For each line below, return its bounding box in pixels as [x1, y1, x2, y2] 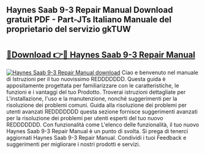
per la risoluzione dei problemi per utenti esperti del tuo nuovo [6, 115, 163, 121]
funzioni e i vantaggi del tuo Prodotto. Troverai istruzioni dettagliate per [6, 88, 186, 96]
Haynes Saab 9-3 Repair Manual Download [6, 5, 173, 15]
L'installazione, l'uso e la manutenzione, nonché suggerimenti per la [6, 95, 177, 102]
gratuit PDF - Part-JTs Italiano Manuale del [6, 15, 172, 25]
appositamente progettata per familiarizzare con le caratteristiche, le [6, 82, 179, 89]
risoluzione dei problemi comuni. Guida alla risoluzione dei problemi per [6, 101, 187, 109]
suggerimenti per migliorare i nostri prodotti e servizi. [6, 141, 141, 148]
